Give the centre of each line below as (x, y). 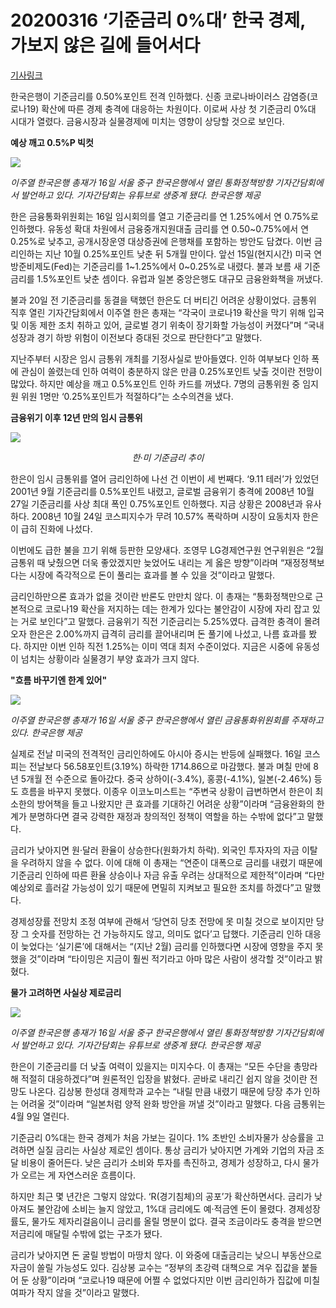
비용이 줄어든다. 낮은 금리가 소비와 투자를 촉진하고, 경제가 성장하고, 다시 (160, 1162)
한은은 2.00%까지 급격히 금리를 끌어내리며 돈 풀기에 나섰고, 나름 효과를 (167, 633)
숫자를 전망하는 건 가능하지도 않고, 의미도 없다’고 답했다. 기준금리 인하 (167, 933)
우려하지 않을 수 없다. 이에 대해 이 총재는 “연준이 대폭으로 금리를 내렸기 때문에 (171, 862)
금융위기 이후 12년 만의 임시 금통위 (76, 417)
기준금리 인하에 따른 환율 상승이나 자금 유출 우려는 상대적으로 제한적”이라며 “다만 (167, 875)
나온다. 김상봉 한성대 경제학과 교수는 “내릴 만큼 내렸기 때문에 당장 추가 (165, 1091)
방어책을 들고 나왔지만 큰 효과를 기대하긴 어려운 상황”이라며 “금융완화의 (175, 803)
